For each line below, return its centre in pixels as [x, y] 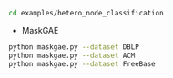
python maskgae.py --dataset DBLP [74, 47]
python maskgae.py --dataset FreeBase [82, 63]
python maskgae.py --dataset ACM [72, 55]
